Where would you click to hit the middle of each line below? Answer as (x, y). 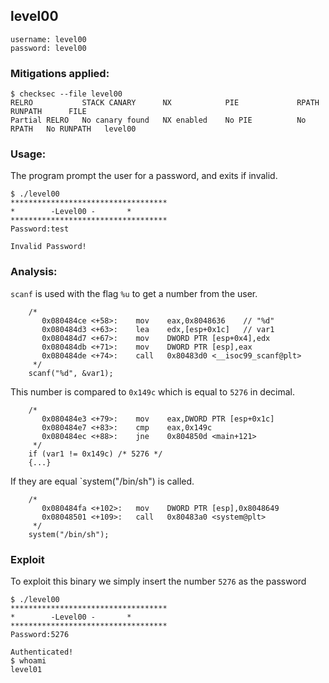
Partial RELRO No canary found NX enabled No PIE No (158, 120)
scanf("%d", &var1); (71, 373)
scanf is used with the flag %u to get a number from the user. (134, 293)
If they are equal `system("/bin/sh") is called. (102, 481)
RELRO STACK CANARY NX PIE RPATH (165, 103)
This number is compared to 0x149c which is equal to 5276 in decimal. (153, 391)
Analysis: (34, 272)
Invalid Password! (48, 247)
